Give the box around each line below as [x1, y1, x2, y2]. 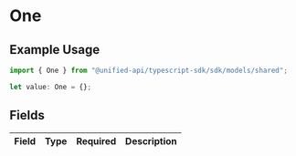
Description [124, 134, 178, 147]
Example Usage [9, 42, 100, 57]
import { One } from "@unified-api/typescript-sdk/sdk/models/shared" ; [9, 66, 288, 75]
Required [76, 134, 117, 147]
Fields [9, 108, 46, 123]
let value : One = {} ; [9, 82, 92, 91]
